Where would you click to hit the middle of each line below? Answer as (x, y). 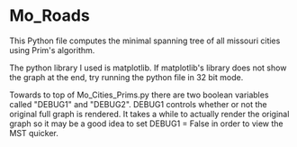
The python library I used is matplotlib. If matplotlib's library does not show (148, 68)
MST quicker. (34, 133)
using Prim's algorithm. (52, 50)
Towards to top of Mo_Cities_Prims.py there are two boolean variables (139, 95)
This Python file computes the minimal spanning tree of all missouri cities (145, 41)
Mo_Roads (49, 16)
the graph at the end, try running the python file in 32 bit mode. (126, 77)
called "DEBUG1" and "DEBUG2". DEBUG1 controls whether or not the (138, 104)
